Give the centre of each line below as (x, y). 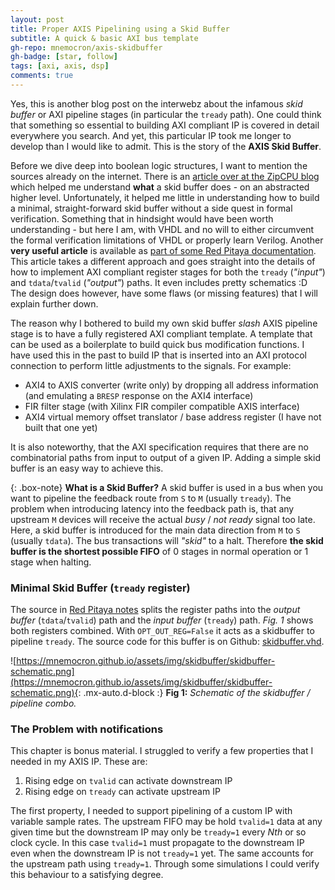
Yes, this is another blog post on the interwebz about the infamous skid (156, 103)
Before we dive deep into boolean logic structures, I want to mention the (159, 165)
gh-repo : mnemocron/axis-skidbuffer (86, 47)
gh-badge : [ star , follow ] (64, 57)
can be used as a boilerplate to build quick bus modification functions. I (157, 344)
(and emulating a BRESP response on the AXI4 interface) (139, 395)
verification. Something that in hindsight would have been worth (142, 218)
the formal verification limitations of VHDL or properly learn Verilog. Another (167, 240)
